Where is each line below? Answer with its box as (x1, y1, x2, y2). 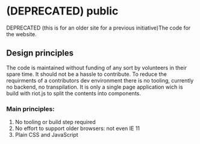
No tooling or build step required (14, 119, 96, 126)
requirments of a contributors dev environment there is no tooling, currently (6, 77, 194, 84)
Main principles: (6, 104, 55, 113)
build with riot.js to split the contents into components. (6, 89, 142, 97)
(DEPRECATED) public (6, 4, 119, 18)
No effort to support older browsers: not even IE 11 (14, 125, 140, 132)
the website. (6, 30, 37, 37)
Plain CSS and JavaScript (14, 131, 78, 139)
